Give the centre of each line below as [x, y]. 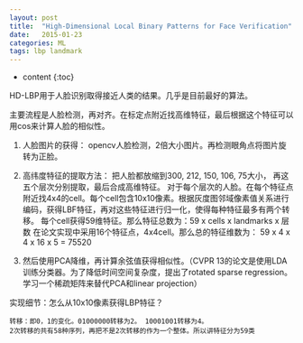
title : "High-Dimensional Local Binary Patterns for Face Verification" [151, 26]
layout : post [34, 18]
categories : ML [38, 43]
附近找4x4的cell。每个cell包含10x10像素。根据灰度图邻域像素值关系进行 [156, 199]
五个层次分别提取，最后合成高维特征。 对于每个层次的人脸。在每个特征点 [158, 187]
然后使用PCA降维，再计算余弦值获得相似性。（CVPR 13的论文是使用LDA [155, 261]
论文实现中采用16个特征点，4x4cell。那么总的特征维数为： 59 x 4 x [165, 232]
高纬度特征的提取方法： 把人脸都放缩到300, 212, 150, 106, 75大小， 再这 [156, 176]
